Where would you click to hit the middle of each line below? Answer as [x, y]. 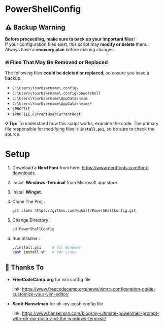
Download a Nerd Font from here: [47, 168]
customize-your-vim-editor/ [40, 294]
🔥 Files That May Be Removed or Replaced [57, 62]
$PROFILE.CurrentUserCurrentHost [47, 114]
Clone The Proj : [29, 202]
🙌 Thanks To [25, 268]
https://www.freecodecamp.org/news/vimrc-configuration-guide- [89, 289]
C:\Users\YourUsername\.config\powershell [56, 94]
